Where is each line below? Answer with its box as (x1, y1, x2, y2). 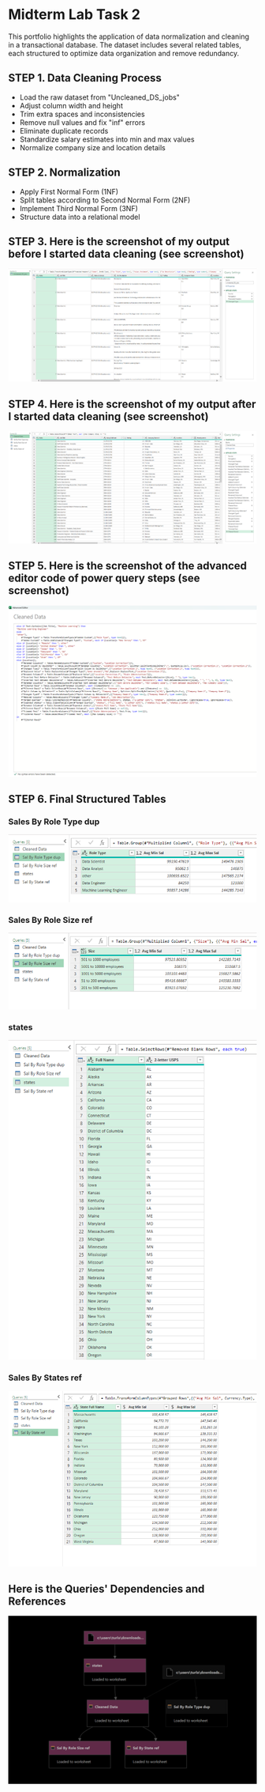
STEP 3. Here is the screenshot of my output (8, 235, 230, 248)
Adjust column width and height (19, 100, 124, 110)
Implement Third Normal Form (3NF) (19, 203, 138, 213)
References (8, 1594, 66, 1608)
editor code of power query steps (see (8, 572, 200, 585)
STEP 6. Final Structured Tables (8, 792, 167, 806)
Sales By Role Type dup (8, 816, 100, 827)
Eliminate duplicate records (19, 126, 109, 135)
